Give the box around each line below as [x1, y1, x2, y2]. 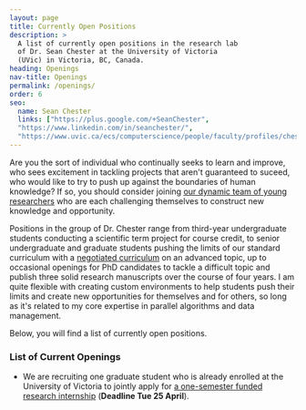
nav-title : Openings [9, 73, 88, 82]
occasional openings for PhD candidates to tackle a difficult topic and [9, 261, 270, 272]
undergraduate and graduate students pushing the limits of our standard [9, 242, 280, 253]
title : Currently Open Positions [9, 22, 137, 31]
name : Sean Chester [17, 107, 92, 116]
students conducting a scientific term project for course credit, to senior [9, 232, 280, 243]
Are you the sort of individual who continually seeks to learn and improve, [9, 157, 286, 168]
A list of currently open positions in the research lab [17, 38, 239, 48]
